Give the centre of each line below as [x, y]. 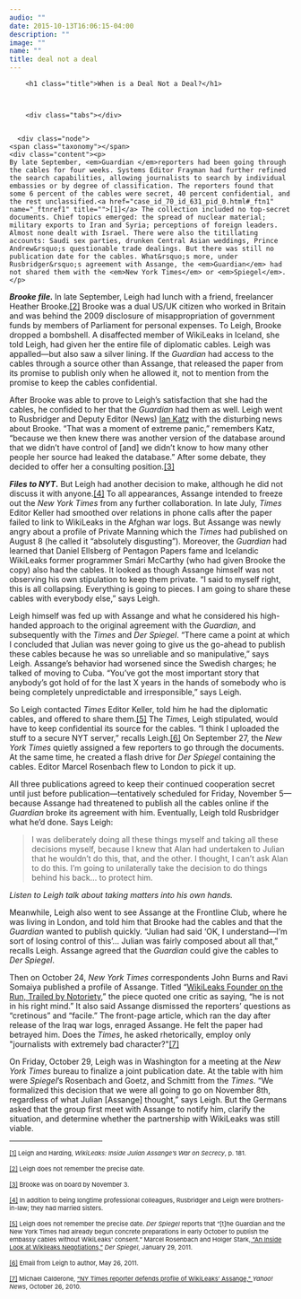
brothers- [270, 1200]
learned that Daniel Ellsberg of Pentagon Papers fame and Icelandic [134, 551]
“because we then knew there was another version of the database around [147, 438]
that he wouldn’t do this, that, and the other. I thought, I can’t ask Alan [159, 859]
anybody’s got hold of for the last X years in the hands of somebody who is [148, 682]
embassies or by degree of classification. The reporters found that [142, 186]
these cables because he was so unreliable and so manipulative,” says [139, 654]
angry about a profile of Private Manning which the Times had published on [149, 532]
